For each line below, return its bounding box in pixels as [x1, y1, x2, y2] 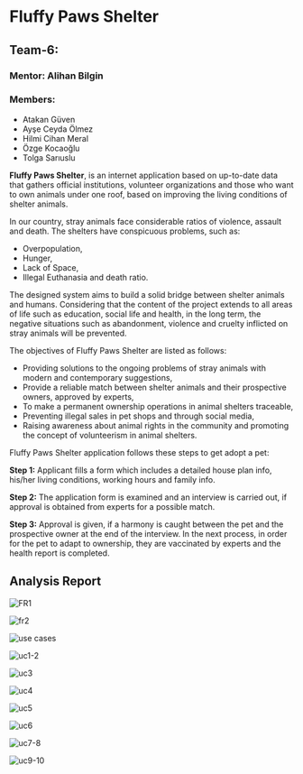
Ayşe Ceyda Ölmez [22, 124, 93, 134]
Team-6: [9, 42, 59, 58]
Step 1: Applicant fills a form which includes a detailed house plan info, [9, 465, 272, 475]
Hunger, [22, 253, 52, 263]
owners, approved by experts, [22, 391, 134, 402]
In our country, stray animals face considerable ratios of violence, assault [9, 216, 282, 226]
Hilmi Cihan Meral [22, 133, 88, 143]
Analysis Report [9, 574, 102, 589]
